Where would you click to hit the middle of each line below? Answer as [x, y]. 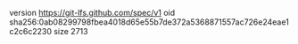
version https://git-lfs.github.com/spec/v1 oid [92, 13]
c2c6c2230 [30, 31]
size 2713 [70, 31]
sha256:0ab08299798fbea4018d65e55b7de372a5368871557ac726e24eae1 [149, 22]
